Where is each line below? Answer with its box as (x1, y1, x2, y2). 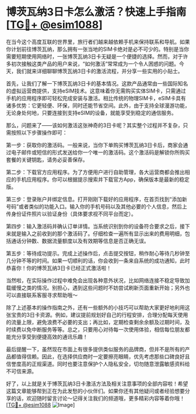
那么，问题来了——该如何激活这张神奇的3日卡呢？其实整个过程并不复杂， (6, 121, 183, 129)
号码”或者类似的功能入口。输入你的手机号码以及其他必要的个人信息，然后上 (6, 203, 188, 210)
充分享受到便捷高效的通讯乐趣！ (10, 333, 88, 340)
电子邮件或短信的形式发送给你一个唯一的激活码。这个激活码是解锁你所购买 (10, 149, 190, 156)
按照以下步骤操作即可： (10, 129, 68, 136)
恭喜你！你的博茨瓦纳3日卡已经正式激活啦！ (6, 264, 112, 271)
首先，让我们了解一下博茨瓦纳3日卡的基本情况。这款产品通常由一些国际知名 (6, 80, 188, 87)
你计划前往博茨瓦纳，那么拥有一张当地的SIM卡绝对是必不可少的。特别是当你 (6, 45, 190, 53)
